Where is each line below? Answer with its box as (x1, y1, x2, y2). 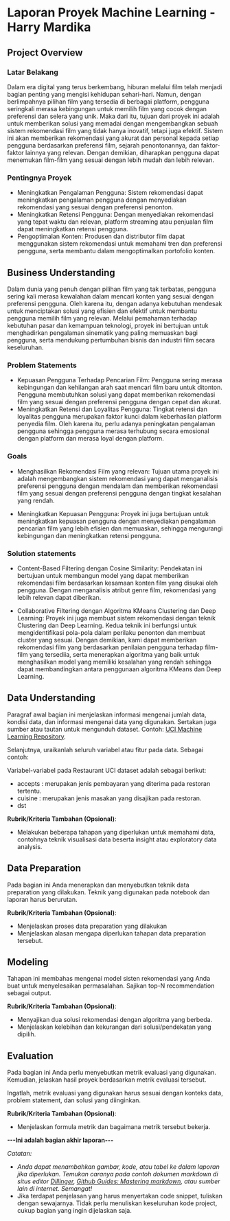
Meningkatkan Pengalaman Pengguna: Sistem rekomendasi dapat (16, 189, 204, 197)
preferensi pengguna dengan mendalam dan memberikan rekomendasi (16, 482, 218, 490)
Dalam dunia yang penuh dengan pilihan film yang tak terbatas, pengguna (7, 285, 216, 293)
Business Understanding (7, 266, 115, 279)
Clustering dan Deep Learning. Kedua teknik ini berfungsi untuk (16, 621, 197, 629)
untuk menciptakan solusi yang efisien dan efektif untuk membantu (7, 307, 198, 315)
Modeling (7, 956, 49, 968)
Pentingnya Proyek (7, 173, 72, 183)
